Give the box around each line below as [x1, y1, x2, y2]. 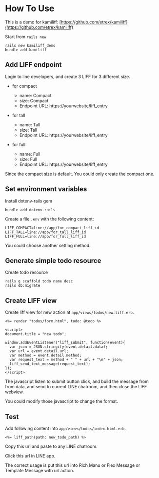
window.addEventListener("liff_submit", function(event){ [5, 340, 125, 345]
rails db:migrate [5, 283, 40, 288]
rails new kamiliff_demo [5, 43, 56, 48]
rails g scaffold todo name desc [5, 279, 73, 284]
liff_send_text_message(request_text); [9, 361, 91, 366]
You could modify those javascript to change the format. [5, 398, 119, 404]
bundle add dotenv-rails [5, 207, 56, 212]
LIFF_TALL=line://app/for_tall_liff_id [5, 230, 86, 235]
